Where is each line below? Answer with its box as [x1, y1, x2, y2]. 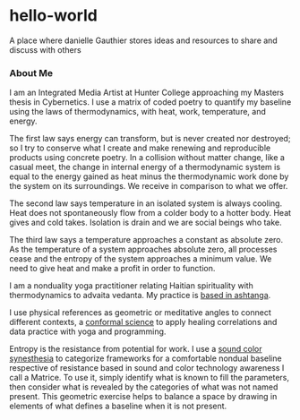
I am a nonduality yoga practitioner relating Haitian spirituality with [9, 280, 253, 291]
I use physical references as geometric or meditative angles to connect [9, 307, 271, 318]
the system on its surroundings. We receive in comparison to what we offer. [9, 181, 288, 192]
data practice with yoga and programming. [9, 326, 167, 337]
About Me [9, 66, 54, 79]
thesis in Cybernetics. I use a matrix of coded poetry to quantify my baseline [9, 97, 292, 107]
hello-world [9, 5, 99, 26]
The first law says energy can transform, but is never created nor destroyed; [9, 133, 291, 144]
